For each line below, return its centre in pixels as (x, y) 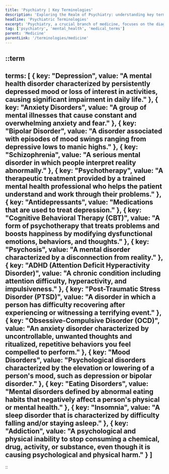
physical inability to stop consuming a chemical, (82, 439)
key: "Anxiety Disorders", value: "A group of (76, 107)
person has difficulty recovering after (65, 304)
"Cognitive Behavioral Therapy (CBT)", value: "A (82, 218)
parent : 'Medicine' (26, 33)
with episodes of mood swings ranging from (76, 139)
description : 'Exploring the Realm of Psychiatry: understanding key (80, 15)
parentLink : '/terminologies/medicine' (47, 38)
